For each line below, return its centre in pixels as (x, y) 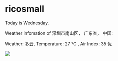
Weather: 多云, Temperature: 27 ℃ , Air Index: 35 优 (59, 44)
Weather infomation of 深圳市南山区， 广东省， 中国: (59, 33)
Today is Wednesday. (27, 23)
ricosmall (25, 9)
